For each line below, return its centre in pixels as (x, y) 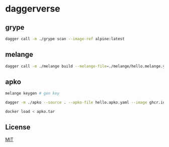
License (18, 127)
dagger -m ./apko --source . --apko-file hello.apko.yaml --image (76, 103)
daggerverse (33, 9)
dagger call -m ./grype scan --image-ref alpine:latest (65, 39)
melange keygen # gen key (32, 94)
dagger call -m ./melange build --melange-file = (57, 66)
